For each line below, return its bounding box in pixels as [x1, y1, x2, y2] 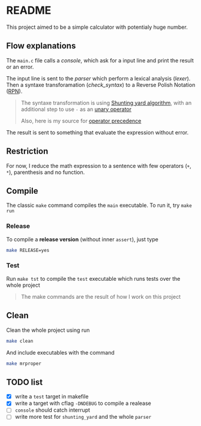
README [6, 4, 52, 17]
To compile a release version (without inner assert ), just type [6, 235, 159, 243]
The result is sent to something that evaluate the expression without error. [6, 128, 189, 136]
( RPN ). [6, 88, 23, 95]
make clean [6, 338, 34, 344]
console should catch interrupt [14, 406, 91, 414]
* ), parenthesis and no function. [6, 169, 85, 176]
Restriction [6, 146, 49, 157]
